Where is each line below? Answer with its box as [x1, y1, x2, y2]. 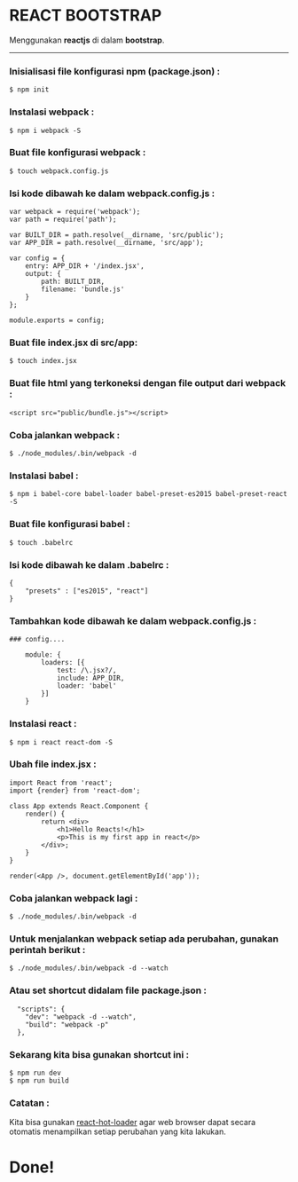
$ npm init [9, 85, 50, 94]
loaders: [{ [41, 658, 86, 667]
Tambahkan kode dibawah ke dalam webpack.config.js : [9, 614, 257, 626]
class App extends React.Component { [9, 801, 149, 810]
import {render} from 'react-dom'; [9, 786, 141, 795]
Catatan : [9, 1097, 51, 1109]
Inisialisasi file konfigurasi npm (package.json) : [9, 65, 220, 77]
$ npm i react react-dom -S [9, 737, 114, 746]
